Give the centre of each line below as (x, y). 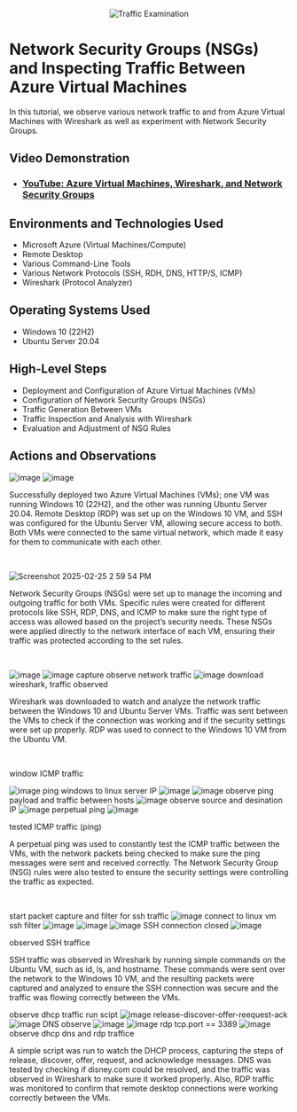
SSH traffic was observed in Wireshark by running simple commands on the (148, 959)
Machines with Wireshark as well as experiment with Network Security (138, 121)
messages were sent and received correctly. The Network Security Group (144, 862)
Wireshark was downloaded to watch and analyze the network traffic (135, 701)
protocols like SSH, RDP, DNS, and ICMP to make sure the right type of (138, 612)
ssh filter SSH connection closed (119, 925)
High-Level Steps (58, 369)
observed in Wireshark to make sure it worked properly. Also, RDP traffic (142, 1078)
